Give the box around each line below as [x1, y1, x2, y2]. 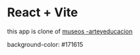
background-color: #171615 [7, 40, 83, 48]
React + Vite [7, 5, 79, 20]
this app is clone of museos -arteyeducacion [7, 27, 133, 35]
